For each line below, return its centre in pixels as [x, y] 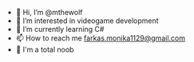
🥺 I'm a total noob [45, 49]
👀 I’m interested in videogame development [87, 21]
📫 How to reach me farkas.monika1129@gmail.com [101, 38]
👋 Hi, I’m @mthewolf [49, 12]
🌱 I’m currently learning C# [60, 29]
